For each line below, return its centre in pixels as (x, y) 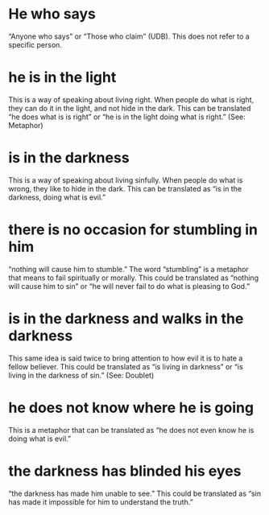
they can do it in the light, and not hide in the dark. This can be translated (130, 108)
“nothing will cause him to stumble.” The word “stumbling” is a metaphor (129, 269)
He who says (52, 14)
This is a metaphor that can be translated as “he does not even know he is (131, 430)
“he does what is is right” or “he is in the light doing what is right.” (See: (127, 117)
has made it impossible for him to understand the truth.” (101, 502)
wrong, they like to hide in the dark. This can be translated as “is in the (125, 188)
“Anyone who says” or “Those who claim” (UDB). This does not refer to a (129, 36)
